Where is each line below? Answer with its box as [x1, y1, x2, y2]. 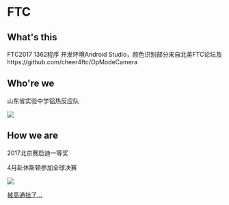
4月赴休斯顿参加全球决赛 [7, 163, 77, 172]
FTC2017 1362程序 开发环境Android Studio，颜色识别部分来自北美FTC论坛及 [7, 51, 222, 58]
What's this [7, 31, 57, 43]
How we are [7, 130, 58, 141]
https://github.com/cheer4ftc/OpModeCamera [7, 58, 138, 66]
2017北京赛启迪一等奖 [7, 148, 68, 157]
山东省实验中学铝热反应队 [7, 96, 79, 105]
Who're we [7, 78, 55, 90]
